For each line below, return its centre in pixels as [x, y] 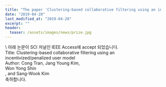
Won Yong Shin [21, 68]
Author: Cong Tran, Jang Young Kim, [42, 63]
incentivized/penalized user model [40, 58]
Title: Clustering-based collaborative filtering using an [60, 53]
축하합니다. [16, 79]
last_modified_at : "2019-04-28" [38, 19]
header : [13, 28]
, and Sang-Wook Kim [27, 73]
